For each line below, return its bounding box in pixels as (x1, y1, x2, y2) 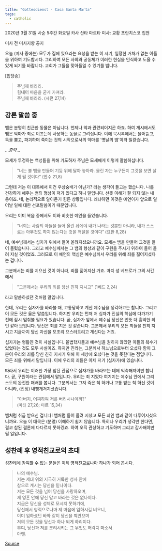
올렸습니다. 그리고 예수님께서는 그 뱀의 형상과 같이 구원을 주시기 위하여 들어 (10, 245, 152, 251)
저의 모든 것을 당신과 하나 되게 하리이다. (16, 519, 92, 524)
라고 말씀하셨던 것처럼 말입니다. (5, 294, 65, 300)
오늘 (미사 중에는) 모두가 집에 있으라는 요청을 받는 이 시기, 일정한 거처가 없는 (5, 50, 148, 56)
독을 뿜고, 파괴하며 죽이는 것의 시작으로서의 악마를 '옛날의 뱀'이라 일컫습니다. (5, 137, 149, 143)
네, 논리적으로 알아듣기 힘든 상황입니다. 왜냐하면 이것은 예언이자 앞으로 (19, 196, 152, 202)
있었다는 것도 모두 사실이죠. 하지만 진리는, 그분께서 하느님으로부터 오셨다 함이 (5, 345, 151, 351)
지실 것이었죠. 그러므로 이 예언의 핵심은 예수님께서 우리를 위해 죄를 (10, 252, 135, 257)
